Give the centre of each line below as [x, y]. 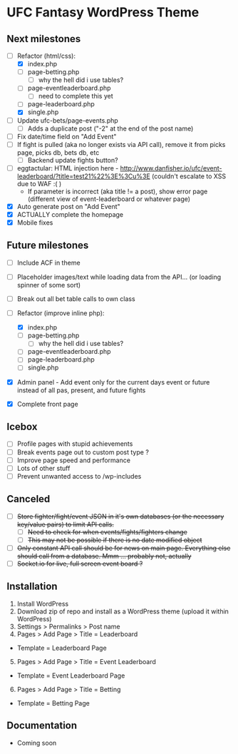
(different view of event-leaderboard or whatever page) [109, 199]
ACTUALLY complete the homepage [70, 214]
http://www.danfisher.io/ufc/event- [171, 168]
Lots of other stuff [43, 468]
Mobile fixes [35, 223]
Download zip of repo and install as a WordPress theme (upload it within [123, 611]
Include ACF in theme [48, 263]
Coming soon [37, 743]
